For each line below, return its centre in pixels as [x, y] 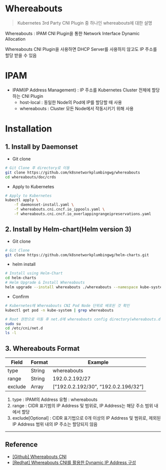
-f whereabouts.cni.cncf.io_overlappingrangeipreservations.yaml [83, 214]
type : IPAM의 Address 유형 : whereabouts [55, 399]
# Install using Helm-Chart [34, 273]
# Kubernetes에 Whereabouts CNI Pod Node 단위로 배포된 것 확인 [67, 305]
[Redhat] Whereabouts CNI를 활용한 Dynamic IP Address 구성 [74, 462]
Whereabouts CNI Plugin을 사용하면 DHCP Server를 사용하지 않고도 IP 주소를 [81, 49]
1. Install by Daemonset [41, 147]
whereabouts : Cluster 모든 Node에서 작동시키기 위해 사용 [77, 108]
